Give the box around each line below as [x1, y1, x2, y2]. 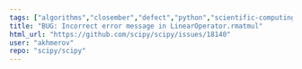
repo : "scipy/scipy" [9, 47, 87, 56]
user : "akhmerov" [9, 38, 75, 47]
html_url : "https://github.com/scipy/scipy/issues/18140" [9, 30, 231, 39]
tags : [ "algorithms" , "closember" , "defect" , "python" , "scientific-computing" [9, 13, 299, 22]
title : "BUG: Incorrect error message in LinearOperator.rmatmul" [9, 22, 263, 30]
